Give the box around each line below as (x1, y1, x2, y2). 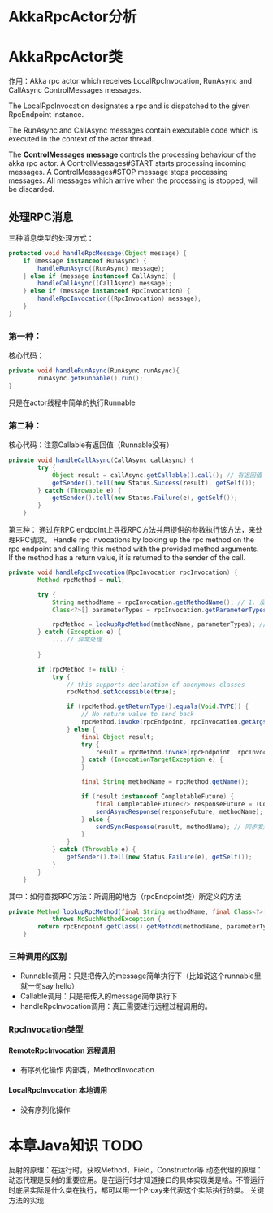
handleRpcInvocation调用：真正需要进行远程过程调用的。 (19, 1002, 213, 1011)
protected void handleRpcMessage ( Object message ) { (8, 249, 187, 257)
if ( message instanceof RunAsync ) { (23, 257, 148, 265)
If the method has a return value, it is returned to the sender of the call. (8, 553, 246, 563)
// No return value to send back (80, 711, 195, 719)
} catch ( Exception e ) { (37, 628, 122, 637)
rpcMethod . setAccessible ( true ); (66, 688, 176, 696)
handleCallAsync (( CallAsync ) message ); (37, 280, 173, 288)
